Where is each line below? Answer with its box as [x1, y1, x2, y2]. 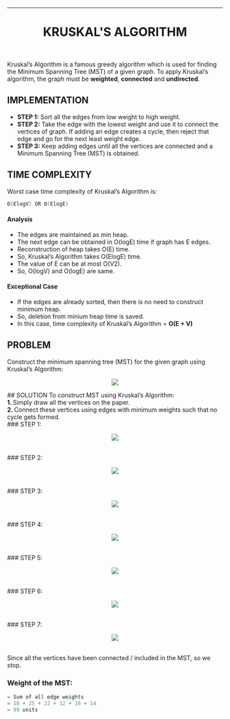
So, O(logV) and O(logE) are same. [16, 266, 115, 275]
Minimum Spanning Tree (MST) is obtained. [16, 149, 140, 157]
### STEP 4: [7, 520, 43, 528]
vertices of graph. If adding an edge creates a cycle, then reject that [16, 127, 209, 136]
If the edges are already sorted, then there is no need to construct [16, 297, 204, 305]
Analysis [7, 215, 33, 223]
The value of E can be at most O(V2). [16, 260, 122, 268]
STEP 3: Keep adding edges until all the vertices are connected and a [16, 142, 214, 150]
